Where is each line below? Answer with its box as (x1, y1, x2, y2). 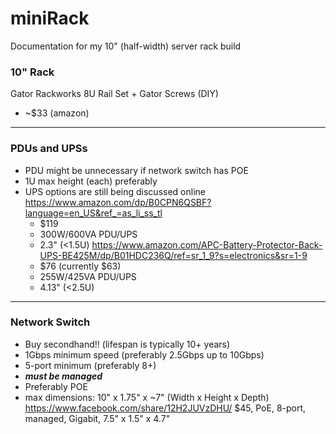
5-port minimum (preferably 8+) (24, 359, 157, 371)
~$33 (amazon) (24, 107, 90, 119)
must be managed (24, 370, 103, 382)
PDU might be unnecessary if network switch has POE (24, 164, 249, 176)
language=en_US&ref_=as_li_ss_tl (24, 207, 163, 219)
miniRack (10, 7, 90, 30)
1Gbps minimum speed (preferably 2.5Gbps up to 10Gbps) (24, 348, 265, 361)
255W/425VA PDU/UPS (39, 270, 137, 282)
